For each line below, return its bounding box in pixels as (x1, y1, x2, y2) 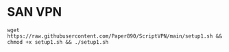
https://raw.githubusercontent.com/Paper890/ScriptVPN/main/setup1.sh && (7, 32, 223, 40)
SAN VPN (7, 4, 62, 20)
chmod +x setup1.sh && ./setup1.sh (7, 38, 109, 45)
